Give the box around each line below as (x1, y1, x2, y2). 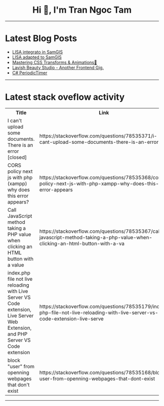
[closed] (7, 154, 27, 160)
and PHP (7, 330, 28, 337)
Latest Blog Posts (5, 33, 77, 44)
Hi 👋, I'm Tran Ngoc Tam (32, 4, 132, 16)
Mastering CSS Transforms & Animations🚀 (12, 59, 97, 65)
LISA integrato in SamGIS (12, 49, 63, 55)
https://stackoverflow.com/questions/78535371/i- (39, 132, 157, 139)
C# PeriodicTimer (12, 69, 48, 75)
